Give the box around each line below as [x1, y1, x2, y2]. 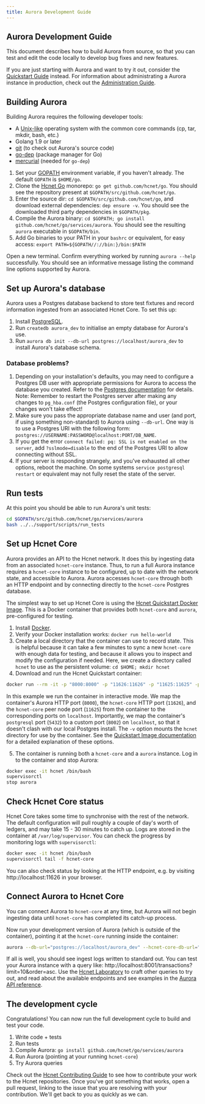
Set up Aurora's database [6, 283, 106, 293]
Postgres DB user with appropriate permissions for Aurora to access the [15, 380, 196, 387]
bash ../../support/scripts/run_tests [6, 522, 105, 528]
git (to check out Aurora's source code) [15, 144, 115, 152]
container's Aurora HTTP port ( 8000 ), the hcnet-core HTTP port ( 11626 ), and [6, 699, 196, 706]
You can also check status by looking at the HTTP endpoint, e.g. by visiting [6, 867, 195, 874]
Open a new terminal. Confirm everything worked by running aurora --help [6, 252, 196, 260]
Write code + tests [15, 1034, 62, 1041]
